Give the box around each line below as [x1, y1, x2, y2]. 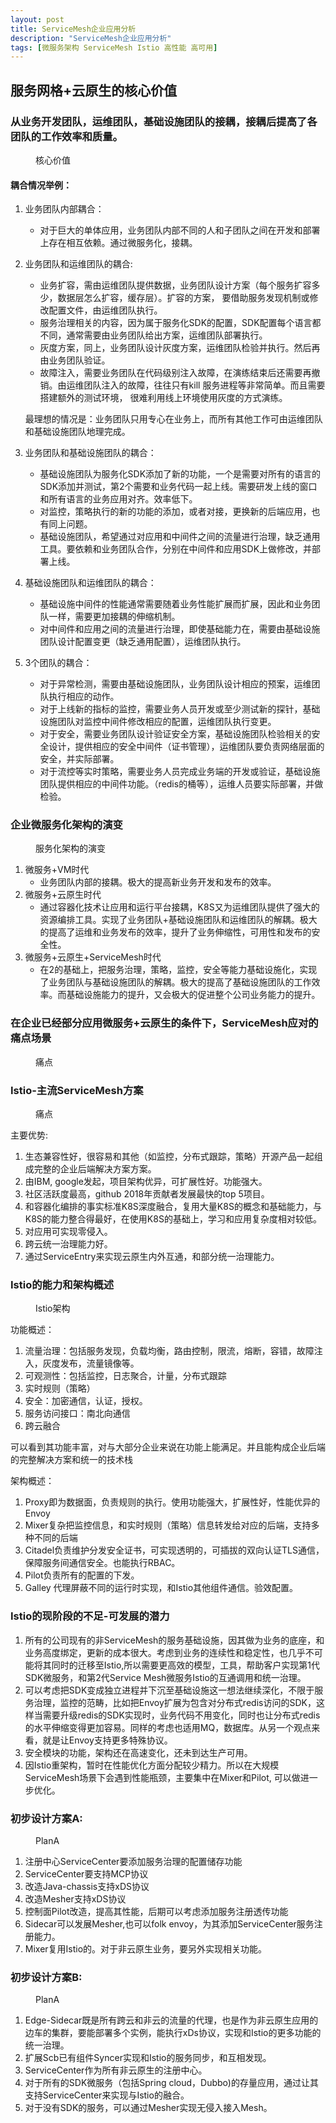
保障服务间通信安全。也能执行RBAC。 [24, 1557, 181, 1569]
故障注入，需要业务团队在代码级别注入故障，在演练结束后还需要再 [39, 367, 312, 379]
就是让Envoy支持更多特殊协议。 [42, 1734, 173, 1746]
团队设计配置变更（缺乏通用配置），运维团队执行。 [39, 636, 247, 648]
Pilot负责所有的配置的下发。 [24, 1569, 140, 1581]
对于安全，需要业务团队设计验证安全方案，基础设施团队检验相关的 [39, 728, 312, 740]
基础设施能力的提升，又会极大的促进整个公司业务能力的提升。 [66, 989, 321, 1001]
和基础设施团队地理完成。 [24, 426, 131, 438]
